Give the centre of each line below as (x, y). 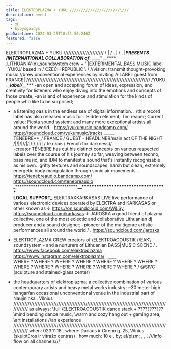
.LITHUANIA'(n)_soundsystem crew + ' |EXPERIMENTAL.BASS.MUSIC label (84, 64)
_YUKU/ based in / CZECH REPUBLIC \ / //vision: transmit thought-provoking (86, 69)
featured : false (23, 39)
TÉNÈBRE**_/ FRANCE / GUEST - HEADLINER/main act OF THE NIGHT (88, 138)
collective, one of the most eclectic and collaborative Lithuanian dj (82, 219)
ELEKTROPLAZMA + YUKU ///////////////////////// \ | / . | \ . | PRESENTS (77, 53)
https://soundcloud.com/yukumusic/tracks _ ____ (64, 133)
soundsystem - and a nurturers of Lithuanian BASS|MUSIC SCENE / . (85, 245)
